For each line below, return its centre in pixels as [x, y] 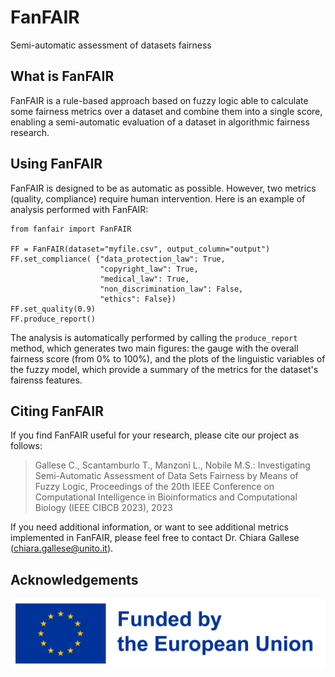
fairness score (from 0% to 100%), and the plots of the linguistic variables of [168, 358]
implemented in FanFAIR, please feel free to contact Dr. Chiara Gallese [155, 538]
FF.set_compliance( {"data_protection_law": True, [118, 259]
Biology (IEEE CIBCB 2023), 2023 [103, 508]
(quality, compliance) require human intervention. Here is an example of [158, 198]
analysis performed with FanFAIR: [79, 209]
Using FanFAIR [56, 164]
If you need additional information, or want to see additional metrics [150, 527]
